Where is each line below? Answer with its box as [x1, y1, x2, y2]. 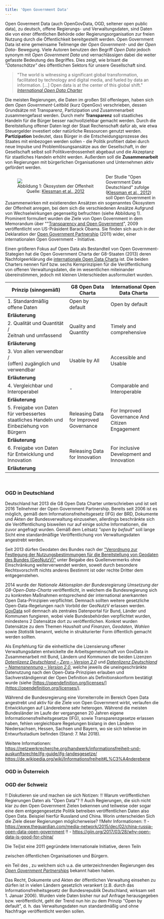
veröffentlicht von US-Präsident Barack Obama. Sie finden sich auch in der [5, 226, 155, 231]
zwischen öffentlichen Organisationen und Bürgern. [5, 853, 109, 859]
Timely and [110, 322, 136, 329]
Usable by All [69, 357, 100, 364]
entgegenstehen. [5, 572, 40, 578]
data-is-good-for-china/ [5, 834, 54, 840]
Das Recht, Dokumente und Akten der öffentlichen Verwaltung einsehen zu [5, 877, 156, 883]
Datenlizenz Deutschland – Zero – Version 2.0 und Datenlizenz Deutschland [5, 659, 158, 665]
